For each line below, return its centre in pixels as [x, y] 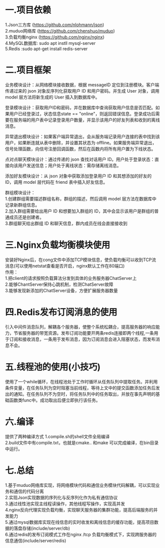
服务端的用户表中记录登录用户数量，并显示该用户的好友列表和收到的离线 [87, 120]
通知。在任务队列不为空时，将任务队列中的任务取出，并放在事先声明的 [84, 394]
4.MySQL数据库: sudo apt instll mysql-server [50, 43]
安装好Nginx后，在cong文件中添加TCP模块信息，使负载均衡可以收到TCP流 [81, 260]
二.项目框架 [28, 70]
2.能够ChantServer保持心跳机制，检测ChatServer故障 [59, 284]
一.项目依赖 [28, 10]
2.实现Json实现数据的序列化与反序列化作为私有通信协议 [61, 497]
